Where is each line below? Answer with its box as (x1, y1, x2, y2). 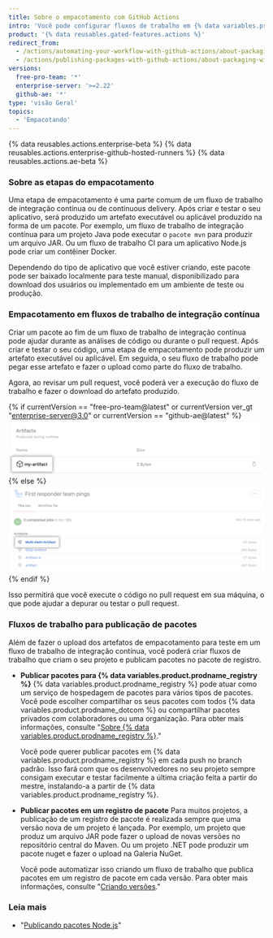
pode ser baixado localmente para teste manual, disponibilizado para (8, 271, 240, 281)
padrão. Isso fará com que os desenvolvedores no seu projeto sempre (19, 763, 256, 773)
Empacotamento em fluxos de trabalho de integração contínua (8, 309, 260, 320)
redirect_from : (8, 39, 60, 47)
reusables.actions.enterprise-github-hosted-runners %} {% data (8, 148, 225, 158)
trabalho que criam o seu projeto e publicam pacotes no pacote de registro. (8, 655, 262, 664)
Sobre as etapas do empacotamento (8, 177, 154, 188)
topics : (8, 107, 35, 115)
